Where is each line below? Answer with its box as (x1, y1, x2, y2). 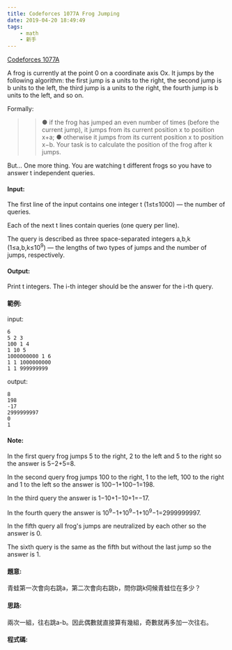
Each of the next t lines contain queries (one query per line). (7, 221, 180, 230)
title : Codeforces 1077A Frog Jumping (7, 10, 120, 17)
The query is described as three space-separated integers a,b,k (7, 235, 191, 243)
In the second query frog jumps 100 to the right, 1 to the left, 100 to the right (7, 473, 224, 481)
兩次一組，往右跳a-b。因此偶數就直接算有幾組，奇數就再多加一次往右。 (7, 618, 212, 626)
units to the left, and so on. (7, 91, 84, 100)
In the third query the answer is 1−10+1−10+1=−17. (7, 494, 150, 502)
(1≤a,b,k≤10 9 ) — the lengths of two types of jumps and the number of (7, 242, 207, 251)
